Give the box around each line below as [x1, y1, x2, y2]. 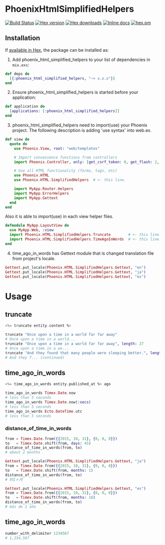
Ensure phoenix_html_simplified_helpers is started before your [12, 90, 138, 95]
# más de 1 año [5, 504, 36, 510]
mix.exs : [12, 61, 29, 67]
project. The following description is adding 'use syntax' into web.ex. [12, 127, 152, 133]
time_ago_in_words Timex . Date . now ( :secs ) [5, 399, 91, 404]
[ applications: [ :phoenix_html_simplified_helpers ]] [9, 109, 120, 114]
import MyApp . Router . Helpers [14, 186, 74, 191]
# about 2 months [5, 450, 41, 455]
